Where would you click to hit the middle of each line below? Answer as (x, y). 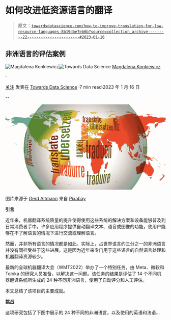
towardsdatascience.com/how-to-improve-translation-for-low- (97, 26)
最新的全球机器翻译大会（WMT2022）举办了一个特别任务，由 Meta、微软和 (85, 267)
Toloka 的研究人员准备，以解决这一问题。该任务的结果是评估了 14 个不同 (81, 274)
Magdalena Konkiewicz (136, 66)
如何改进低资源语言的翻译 (59, 10)
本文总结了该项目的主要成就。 (36, 290)
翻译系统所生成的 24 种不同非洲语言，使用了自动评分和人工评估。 (78, 280)
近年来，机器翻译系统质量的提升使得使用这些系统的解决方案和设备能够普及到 (85, 220)
